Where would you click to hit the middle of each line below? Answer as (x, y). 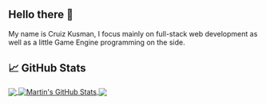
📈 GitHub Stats (47, 68)
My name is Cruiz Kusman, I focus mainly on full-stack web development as (133, 33)
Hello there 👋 (41, 15)
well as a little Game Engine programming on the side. (97, 42)
